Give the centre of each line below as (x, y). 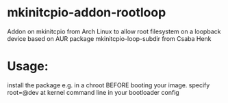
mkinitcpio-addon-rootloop (87, 13)
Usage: (28, 67)
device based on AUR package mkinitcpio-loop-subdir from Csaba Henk (109, 38)
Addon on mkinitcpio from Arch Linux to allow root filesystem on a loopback (114, 31)
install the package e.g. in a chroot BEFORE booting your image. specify (109, 85)
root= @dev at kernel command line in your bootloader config (93, 92)
